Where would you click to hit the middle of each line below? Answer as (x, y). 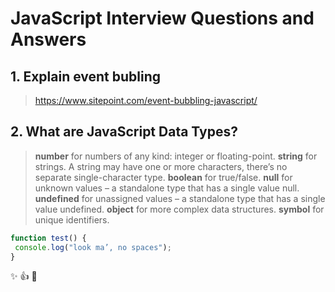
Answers (48, 39)
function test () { (48, 238)
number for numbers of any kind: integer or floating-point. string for (176, 156)
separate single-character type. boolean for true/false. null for (163, 177)
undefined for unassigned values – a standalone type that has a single (180, 198)
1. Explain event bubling (86, 76)
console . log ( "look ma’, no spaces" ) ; (93, 247)
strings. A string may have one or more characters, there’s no (161, 166)
